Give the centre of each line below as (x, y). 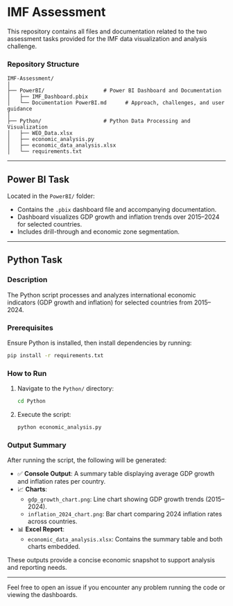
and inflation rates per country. (61, 482)
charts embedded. (54, 547)
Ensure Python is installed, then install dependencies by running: (100, 343)
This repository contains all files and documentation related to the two (107, 31)
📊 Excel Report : (41, 530)
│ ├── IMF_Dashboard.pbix (48, 97)
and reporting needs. (37, 568)
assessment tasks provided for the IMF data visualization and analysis (107, 38)
